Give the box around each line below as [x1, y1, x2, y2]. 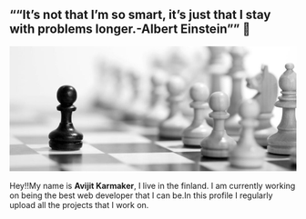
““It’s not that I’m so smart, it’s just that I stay [9, 7, 271, 23]
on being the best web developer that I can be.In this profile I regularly [9, 190, 273, 201]
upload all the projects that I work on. [9, 200, 149, 211]
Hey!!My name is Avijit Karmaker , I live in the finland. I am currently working [9, 181, 296, 192]
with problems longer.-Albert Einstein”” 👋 [9, 22, 250, 37]
